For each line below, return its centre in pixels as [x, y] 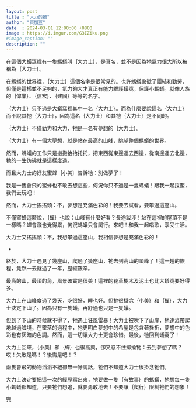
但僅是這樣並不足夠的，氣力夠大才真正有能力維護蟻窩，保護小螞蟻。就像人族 [98, 88]
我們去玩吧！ [21, 192]
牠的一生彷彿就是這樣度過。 [39, 160]
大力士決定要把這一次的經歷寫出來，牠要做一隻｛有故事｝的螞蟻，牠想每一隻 [98, 379]
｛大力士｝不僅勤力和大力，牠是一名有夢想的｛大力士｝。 [74, 128]
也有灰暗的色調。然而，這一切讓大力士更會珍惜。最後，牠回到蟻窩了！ [95, 335]
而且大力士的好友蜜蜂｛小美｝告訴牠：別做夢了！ [65, 173]
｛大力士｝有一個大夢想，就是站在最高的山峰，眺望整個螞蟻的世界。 [88, 140]
